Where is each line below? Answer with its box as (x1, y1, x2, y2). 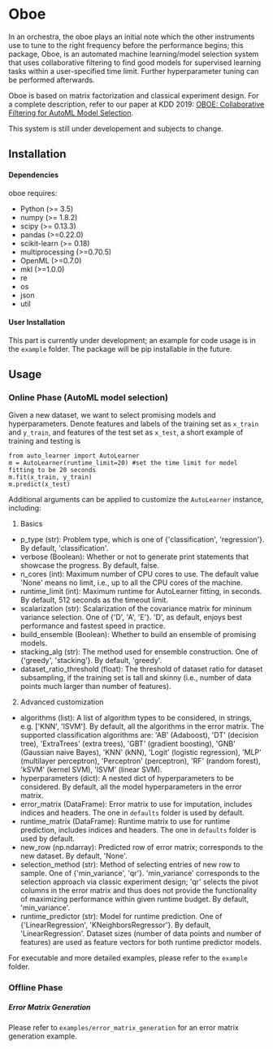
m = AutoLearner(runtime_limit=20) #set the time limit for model (8, 459, 238, 467)
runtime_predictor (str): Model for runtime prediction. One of (19, 912, 223, 921)
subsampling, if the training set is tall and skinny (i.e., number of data (19, 673, 252, 683)
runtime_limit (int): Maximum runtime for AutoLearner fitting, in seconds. (19, 587, 262, 596)
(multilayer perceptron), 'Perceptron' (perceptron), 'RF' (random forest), (19, 756, 262, 766)
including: (8, 503, 42, 513)
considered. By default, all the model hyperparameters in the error (19, 782, 242, 792)
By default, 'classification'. (19, 544, 109, 553)
